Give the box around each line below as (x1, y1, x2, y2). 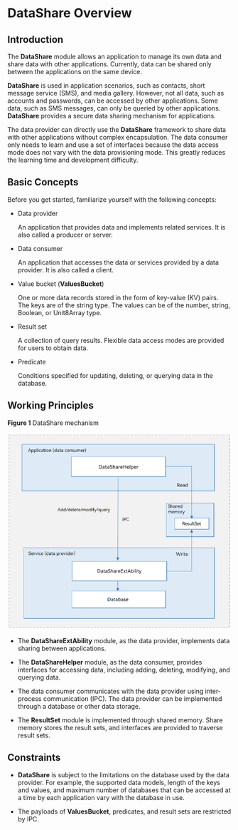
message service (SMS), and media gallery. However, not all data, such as (7, 89, 225, 97)
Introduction (7, 34, 64, 46)
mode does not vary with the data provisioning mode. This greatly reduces (7, 148, 226, 156)
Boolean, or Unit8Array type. (17, 308, 102, 317)
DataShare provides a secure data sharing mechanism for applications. (7, 112, 217, 120)
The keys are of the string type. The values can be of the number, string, (17, 301, 231, 309)
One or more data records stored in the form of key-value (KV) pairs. (17, 293, 219, 302)
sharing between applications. (17, 644, 107, 653)
